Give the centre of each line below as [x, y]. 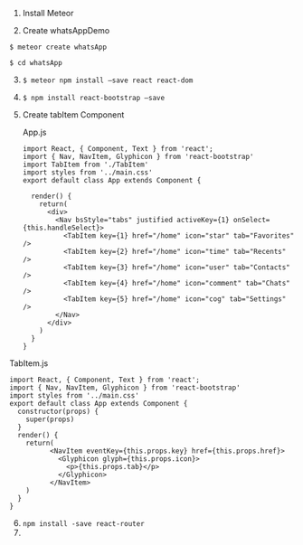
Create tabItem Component [73, 115]
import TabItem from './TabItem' [85, 164]
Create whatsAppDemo [66, 30]
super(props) [50, 419]
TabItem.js [29, 363]
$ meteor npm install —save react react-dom [108, 80]
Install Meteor [48, 13]
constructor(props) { [58, 411]
